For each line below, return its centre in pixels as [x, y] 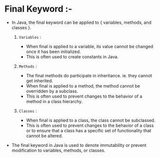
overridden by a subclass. [52, 91]
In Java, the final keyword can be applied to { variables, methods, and [81, 22]
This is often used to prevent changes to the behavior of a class [90, 125]
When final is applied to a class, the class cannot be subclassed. [91, 120]
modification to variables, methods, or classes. [58, 150]
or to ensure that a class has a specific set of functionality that [89, 130]
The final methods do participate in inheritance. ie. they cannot [89, 75]
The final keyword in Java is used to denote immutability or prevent [79, 145]
